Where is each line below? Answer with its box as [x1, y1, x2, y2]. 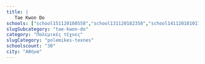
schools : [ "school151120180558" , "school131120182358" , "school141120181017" [6, 20, 203, 26]
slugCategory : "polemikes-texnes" [6, 37, 95, 43]
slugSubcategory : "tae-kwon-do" [6, 26, 88, 32]
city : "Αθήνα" [6, 49, 43, 55]
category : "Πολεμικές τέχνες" [6, 32, 84, 38]
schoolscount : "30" [6, 43, 56, 49]
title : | [6, 9, 29, 15]
